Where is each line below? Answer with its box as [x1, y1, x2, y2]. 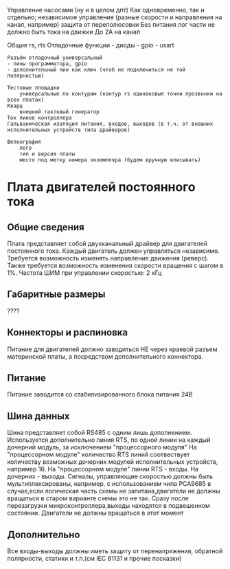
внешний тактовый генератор [19, 109, 100, 115]
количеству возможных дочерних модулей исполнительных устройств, [7, 458, 218, 466]
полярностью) [7, 72, 45, 79]
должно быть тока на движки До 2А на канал [7, 27, 141, 36]
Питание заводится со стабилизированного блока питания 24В [7, 390, 194, 399]
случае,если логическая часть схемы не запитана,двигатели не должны [7, 487, 221, 495]
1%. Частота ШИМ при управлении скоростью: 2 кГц [7, 269, 162, 277]
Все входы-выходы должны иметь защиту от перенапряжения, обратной [7, 547, 223, 555]
